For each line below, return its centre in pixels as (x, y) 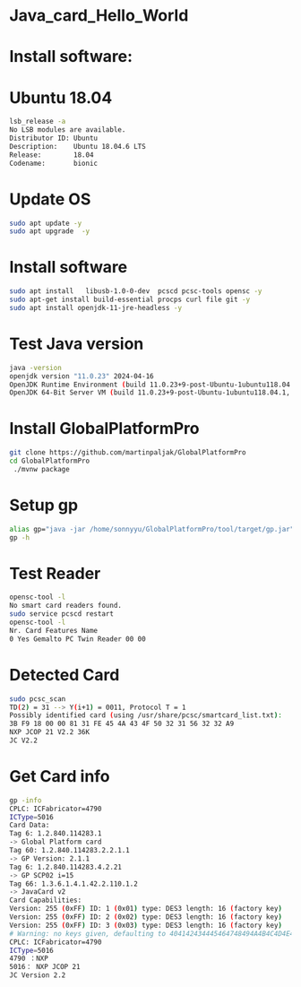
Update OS (50, 199)
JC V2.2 (24, 740)
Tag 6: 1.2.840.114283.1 (56, 834)
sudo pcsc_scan (38, 699)
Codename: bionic (54, 163)
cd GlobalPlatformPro (50, 461)
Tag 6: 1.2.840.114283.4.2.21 (66, 867)
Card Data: (30, 826)
